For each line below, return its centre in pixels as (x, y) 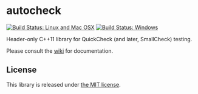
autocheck (34, 11)
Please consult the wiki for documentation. (60, 51)
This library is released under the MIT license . (63, 84)
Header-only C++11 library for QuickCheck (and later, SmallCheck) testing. (99, 39)
